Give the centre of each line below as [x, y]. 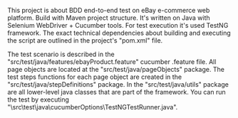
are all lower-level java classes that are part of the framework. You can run [117, 92]
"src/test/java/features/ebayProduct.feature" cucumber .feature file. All [112, 62]
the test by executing [38, 100]
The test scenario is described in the [61, 54]
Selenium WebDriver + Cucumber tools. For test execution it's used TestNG [118, 25]
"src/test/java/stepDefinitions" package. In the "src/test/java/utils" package [118, 84]
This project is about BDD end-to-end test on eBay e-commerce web [109, 10]
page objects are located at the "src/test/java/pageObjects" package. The [116, 69]
